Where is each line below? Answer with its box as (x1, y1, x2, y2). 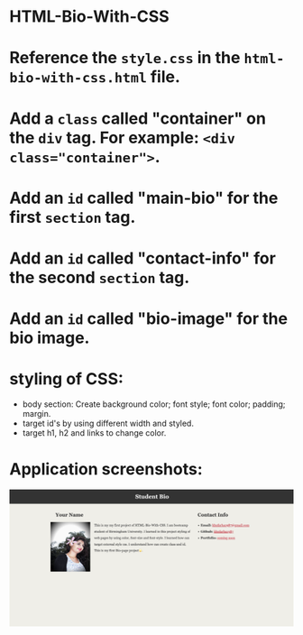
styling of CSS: (9, 369, 124, 390)
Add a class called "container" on (9, 108, 266, 128)
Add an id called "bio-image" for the (9, 308, 289, 329)
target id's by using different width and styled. (22, 418, 194, 429)
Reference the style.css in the (9, 48, 241, 69)
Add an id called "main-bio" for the (9, 188, 279, 208)
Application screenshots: (9, 459, 203, 480)
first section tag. (9, 207, 136, 227)
